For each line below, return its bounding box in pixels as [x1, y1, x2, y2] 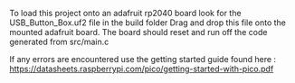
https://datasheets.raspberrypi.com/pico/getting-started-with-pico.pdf [9, 63, 274, 74]
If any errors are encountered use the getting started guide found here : [9, 54, 277, 64]
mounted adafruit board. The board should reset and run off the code [9, 27, 268, 37]
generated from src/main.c [9, 36, 109, 47]
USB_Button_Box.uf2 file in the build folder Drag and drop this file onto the [9, 17, 287, 28]
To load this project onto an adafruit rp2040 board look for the [9, 8, 242, 18]
